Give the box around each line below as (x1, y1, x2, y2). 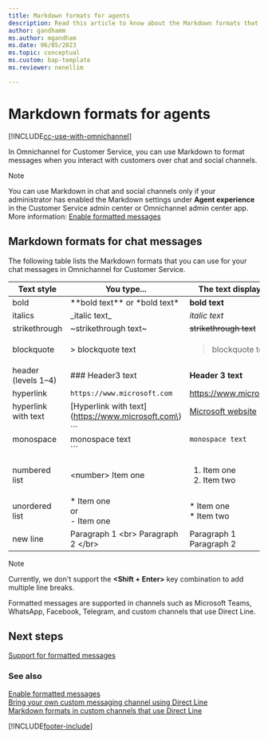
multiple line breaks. (8, 582, 75, 592)
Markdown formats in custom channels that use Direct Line (8, 705, 203, 715)
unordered (12, 500, 52, 511)
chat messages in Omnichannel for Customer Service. (8, 264, 186, 274)
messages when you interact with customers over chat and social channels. (8, 155, 258, 164)
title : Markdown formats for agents (8, 11, 130, 20)
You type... (104, 283, 147, 294)
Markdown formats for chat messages (8, 235, 203, 248)
